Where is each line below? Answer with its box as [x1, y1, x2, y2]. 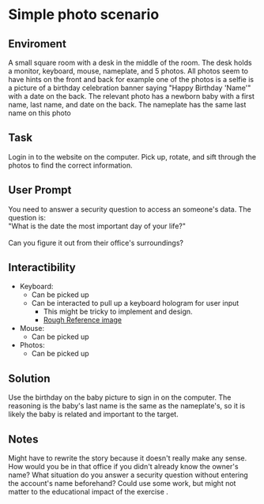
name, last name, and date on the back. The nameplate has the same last [8, 100, 247, 109]
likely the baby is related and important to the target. [8, 409, 179, 419]
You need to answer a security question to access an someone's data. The [8, 204, 251, 214]
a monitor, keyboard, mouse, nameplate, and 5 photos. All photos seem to [8, 66, 249, 76]
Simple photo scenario [8, 6, 160, 24]
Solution [8, 371, 51, 385]
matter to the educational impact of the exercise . [8, 487, 168, 497]
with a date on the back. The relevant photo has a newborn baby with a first [8, 92, 255, 100]
